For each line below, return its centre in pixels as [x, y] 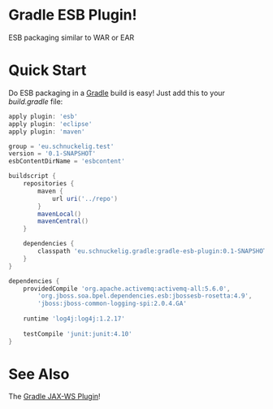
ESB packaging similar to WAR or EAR [71, 37]
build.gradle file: [36, 101]
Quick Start [48, 70]
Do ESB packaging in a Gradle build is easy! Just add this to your [117, 93]
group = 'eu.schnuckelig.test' [61, 146]
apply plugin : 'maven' [47, 132]
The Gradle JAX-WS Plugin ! [54, 397]
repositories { [49, 184]
